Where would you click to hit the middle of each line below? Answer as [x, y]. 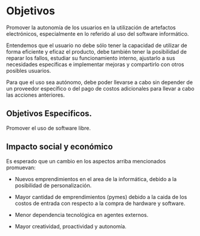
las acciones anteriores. [36, 95]
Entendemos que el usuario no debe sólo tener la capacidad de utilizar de [97, 45]
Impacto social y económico [60, 147]
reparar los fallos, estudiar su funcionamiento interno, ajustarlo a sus [91, 58]
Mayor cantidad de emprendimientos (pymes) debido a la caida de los [101, 197]
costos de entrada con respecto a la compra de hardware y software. [100, 203]
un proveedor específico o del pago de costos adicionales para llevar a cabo [100, 88]
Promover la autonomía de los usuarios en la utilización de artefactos [91, 27]
